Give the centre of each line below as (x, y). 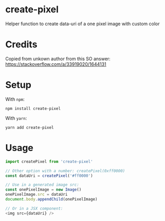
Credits (21, 44)
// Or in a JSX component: (34, 208)
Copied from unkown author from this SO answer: (58, 59)
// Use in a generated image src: (42, 185)
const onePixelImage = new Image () (43, 190)
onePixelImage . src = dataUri (36, 195)
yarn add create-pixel (30, 127)
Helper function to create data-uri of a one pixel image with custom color (82, 24)
